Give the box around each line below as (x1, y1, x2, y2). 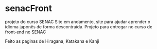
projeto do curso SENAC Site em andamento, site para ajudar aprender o (5, 19, 151, 24)
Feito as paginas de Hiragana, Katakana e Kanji (5, 38, 100, 44)
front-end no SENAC (5, 29, 46, 35)
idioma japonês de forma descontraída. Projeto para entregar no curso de (5, 24, 153, 29)
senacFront (5, 3, 52, 14)
